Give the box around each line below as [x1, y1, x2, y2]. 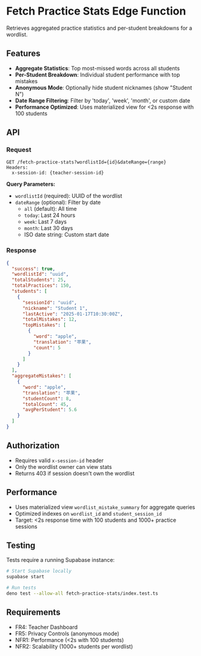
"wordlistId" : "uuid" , [12, 272, 69, 278]
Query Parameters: [6, 180, 56, 188]
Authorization [6, 440, 60, 451]
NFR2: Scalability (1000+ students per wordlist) [15, 643, 133, 650]
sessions [15, 522, 38, 530]
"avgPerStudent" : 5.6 [22, 407, 77, 413]
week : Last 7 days [24, 218, 67, 225]
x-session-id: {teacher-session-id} [12, 170, 104, 176]
